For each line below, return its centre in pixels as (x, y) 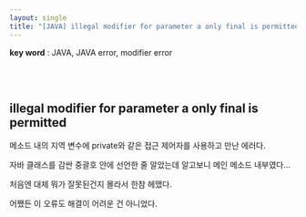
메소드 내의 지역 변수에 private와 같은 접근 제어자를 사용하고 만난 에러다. (138, 146)
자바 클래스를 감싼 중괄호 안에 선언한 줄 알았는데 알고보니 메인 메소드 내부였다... (150, 165)
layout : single (38, 18)
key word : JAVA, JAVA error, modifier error (91, 52)
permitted (38, 123)
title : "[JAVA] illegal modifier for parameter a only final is (134, 26)
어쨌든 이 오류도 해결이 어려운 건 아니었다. (83, 204)
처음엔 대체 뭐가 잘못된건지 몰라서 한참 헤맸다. (91, 184)
